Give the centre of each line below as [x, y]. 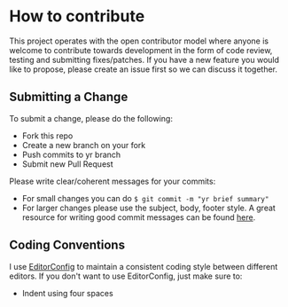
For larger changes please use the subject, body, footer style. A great [149, 208]
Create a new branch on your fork [84, 145]
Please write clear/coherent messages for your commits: [113, 181]
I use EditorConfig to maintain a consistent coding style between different [144, 266]
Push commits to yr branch [71, 154]
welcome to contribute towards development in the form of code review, [141, 50]
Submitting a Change [69, 97]
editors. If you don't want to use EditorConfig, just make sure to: [126, 276]
